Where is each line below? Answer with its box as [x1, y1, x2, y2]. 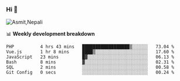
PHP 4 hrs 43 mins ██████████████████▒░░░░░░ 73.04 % [6, 44, 175, 50]
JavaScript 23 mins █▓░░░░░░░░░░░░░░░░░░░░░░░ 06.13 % [6, 54, 175, 60]
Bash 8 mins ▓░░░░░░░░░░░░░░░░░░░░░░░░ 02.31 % [6, 59, 175, 65]
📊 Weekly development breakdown [6, 31, 95, 38]
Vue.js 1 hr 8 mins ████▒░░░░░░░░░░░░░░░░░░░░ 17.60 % [6, 49, 175, 55]
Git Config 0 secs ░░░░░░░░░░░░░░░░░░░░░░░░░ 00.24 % [6, 70, 175, 76]
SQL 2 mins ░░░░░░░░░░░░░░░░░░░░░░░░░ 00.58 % [6, 65, 175, 70]
